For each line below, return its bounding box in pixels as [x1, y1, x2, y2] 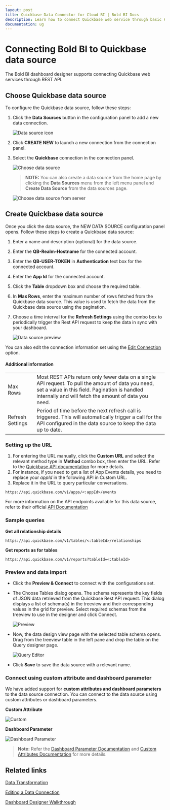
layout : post [5, 7, 33, 13]
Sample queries [5, 516, 45, 524]
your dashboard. [12, 325, 47, 331]
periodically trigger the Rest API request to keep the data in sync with [12, 319, 158, 325]
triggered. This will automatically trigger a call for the [36, 413, 162, 420]
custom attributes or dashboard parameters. [5, 697, 98, 703]
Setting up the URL [5, 441, 52, 448]
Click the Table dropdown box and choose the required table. [12, 283, 141, 289]
